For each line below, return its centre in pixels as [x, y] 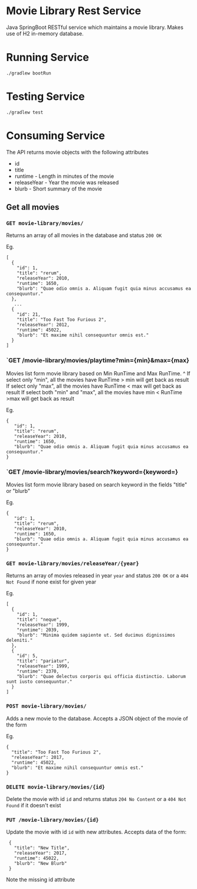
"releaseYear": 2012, [43, 325]
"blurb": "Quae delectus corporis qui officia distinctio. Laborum [101, 677]
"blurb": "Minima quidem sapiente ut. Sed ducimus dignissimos [96, 635]
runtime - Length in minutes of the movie [64, 176]
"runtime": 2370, [38, 671]
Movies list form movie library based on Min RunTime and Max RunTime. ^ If [98, 373]
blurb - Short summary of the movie [58, 189]
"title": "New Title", [42, 848]
